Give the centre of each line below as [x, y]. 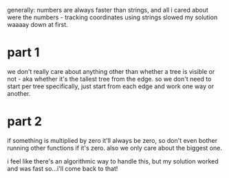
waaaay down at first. [38, 24]
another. [19, 93]
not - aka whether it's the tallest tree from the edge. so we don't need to [109, 79]
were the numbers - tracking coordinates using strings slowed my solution [112, 17]
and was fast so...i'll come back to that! [63, 168]
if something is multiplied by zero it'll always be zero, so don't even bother [112, 140]
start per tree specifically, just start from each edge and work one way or [111, 86]
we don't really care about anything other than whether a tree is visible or [111, 71]
